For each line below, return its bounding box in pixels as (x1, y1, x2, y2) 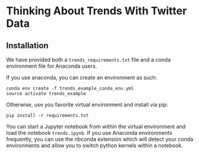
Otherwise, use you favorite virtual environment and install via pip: (6, 101, 168, 108)
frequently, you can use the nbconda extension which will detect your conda (6, 135, 194, 143)
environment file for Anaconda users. (6, 62, 97, 69)
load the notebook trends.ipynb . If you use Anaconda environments (6, 129, 172, 136)
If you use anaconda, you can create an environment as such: (6, 74, 157, 81)
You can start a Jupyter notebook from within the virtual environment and (6, 123, 186, 130)
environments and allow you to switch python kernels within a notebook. (6, 142, 183, 149)
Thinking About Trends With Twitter (6, 4, 187, 18)
